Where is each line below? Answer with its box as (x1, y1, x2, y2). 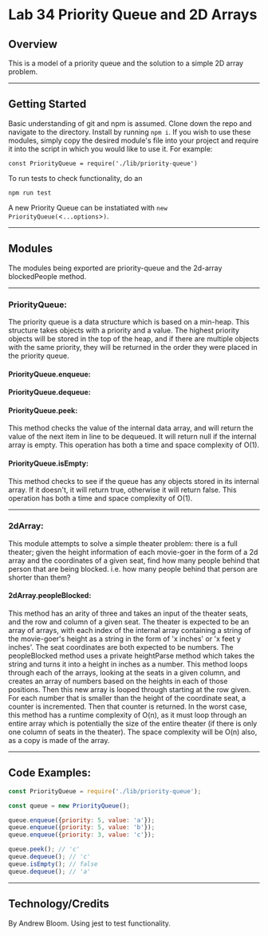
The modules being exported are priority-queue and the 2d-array (8, 263, 223, 273)
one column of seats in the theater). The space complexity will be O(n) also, (8, 727, 258, 737)
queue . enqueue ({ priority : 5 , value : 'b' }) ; (8, 824, 156, 832)
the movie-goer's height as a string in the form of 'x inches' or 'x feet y (8, 634, 242, 643)
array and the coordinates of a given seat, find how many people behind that (8, 556, 260, 565)
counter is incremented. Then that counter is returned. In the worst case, (8, 702, 247, 711)
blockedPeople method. (8, 271, 87, 281)
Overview (8, 37, 58, 51)
